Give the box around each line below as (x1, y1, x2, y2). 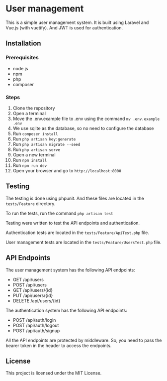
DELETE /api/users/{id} (12, 297, 61, 304)
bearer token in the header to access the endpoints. (5, 342, 112, 349)
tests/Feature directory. (5, 200, 56, 207)
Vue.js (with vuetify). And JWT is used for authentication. (5, 24, 123, 30)
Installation (5, 39, 41, 48)
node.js (12, 65, 29, 71)
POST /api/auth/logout (12, 322, 59, 328)
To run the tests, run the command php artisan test (5, 210, 113, 216)
